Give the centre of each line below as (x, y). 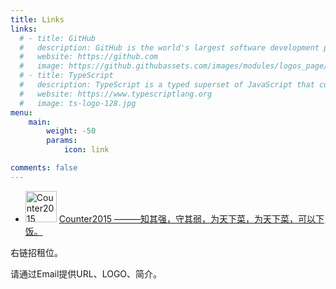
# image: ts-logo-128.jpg (78, 103)
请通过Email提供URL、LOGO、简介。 (86, 273)
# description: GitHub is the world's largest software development (169, 47)
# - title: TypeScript (66, 76)
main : (40, 122)
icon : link (86, 150)
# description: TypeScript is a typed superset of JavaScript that (167, 85)
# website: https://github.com (89, 57)
